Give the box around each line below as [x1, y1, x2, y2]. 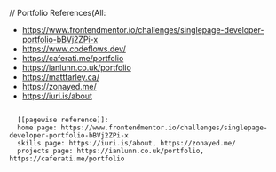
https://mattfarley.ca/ [21, 72, 100, 82]
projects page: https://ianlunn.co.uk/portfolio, [17, 146, 204, 155]
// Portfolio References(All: [9, 8, 106, 18]
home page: [17, 123, 58, 132]
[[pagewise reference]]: [17, 115, 109, 124]
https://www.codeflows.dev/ [21, 43, 126, 54]
